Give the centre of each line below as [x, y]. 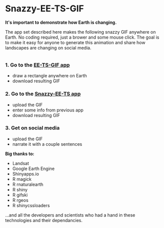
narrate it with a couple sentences [47, 144]
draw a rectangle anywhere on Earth [49, 76]
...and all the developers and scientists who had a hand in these [70, 215]
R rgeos [20, 200]
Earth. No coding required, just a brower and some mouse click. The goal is [82, 37]
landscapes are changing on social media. [48, 48]
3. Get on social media [33, 128]
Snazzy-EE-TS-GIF [45, 9]
